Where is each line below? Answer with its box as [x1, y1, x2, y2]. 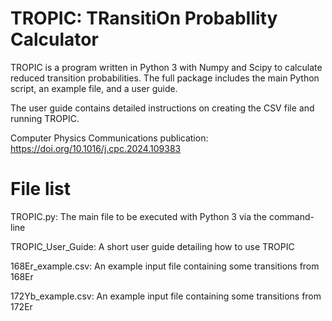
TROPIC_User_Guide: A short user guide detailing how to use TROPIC [10, 240, 295, 252]
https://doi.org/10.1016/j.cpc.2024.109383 [10, 142, 182, 154]
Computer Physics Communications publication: [10, 132, 209, 144]
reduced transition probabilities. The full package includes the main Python [10, 72, 320, 84]
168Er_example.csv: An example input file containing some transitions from [10, 260, 320, 272]
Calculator [10, 28, 99, 51]
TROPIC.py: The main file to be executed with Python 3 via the [10, 210, 268, 222]
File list [10, 178, 72, 201]
